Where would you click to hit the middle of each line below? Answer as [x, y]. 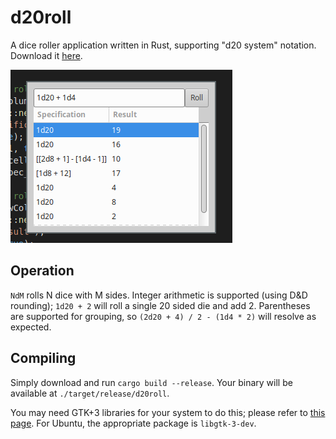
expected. [31, 327]
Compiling [43, 358]
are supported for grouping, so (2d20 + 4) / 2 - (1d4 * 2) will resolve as [163, 316]
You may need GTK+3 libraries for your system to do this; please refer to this [168, 412]
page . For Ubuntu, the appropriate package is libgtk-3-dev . [133, 423]
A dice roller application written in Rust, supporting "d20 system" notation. [163, 45]
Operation [42, 271]
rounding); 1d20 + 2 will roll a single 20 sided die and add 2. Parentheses [160, 305]
